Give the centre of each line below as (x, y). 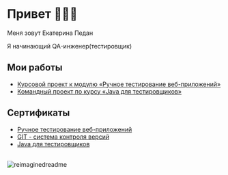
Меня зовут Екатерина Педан (50, 33)
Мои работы (35, 68)
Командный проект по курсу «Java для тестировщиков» (99, 91)
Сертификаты (39, 113)
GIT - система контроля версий (63, 137)
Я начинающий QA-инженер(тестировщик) (70, 46)
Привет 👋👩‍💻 (42, 14)
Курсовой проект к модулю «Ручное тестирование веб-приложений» (119, 84)
